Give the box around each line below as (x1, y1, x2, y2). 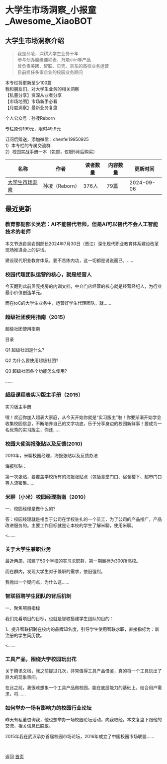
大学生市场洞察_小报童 (5, 4, 97, 16)
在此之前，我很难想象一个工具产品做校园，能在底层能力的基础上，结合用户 (5, 684, 158, 691)
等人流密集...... (5, 480, 35, 486)
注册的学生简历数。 (5, 632, 45, 638)
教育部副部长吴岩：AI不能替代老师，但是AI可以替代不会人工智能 (5, 221, 158, 228)
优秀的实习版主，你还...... (9, 426, 61, 432)
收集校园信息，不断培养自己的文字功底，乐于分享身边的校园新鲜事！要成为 (5, 421, 158, 426)
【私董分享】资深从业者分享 (5, 92, 62, 98)
